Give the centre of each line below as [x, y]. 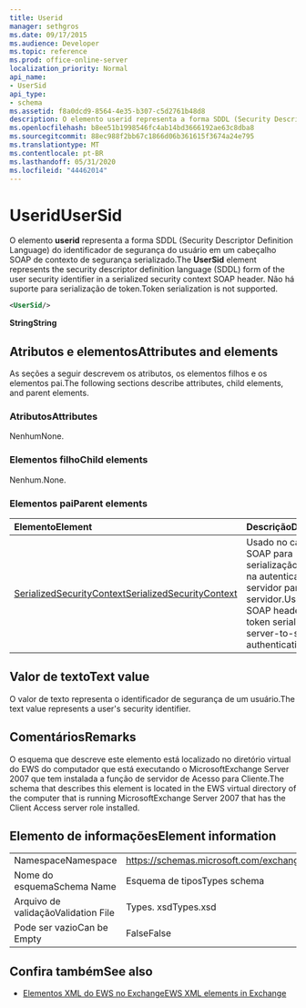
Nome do [34, 875]
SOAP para [269, 554]
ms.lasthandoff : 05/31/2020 [63, 162]
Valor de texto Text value [80, 677]
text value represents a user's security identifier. [100, 708]
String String [33, 323]
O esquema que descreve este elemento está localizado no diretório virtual [150, 759]
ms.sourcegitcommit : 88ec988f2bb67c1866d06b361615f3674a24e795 [132, 137]
